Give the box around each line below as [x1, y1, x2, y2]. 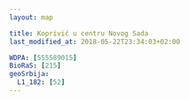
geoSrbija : [9, 70, 50, 79]
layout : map [9, 12, 53, 22]
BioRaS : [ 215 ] [9, 61, 62, 71]
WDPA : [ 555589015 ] [9, 53, 77, 62]
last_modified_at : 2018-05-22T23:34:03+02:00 [9, 37, 180, 46]
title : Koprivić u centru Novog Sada [9, 28, 149, 38]
